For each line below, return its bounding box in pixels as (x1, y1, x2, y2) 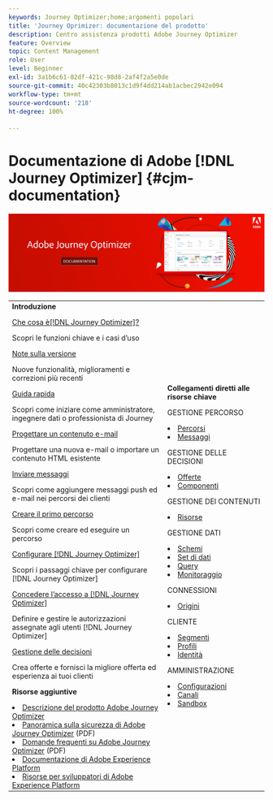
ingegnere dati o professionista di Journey (11, 413, 154, 422)
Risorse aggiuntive (11, 686, 77, 696)
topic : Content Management (8, 47, 100, 56)
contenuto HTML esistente (11, 453, 101, 463)
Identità (177, 650, 203, 659)
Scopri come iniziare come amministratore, (11, 404, 155, 414)
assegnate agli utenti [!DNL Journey (11, 622, 132, 632)
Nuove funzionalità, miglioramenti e (11, 364, 130, 374)
